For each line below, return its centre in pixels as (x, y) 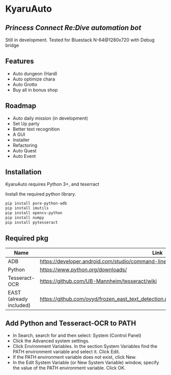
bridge (12, 45)
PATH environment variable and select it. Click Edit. (66, 352)
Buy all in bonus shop (35, 90)
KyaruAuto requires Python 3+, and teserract (52, 184)
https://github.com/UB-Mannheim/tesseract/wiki (98, 281)
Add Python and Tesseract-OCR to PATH (71, 323)
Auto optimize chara (34, 79)
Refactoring (25, 145)
